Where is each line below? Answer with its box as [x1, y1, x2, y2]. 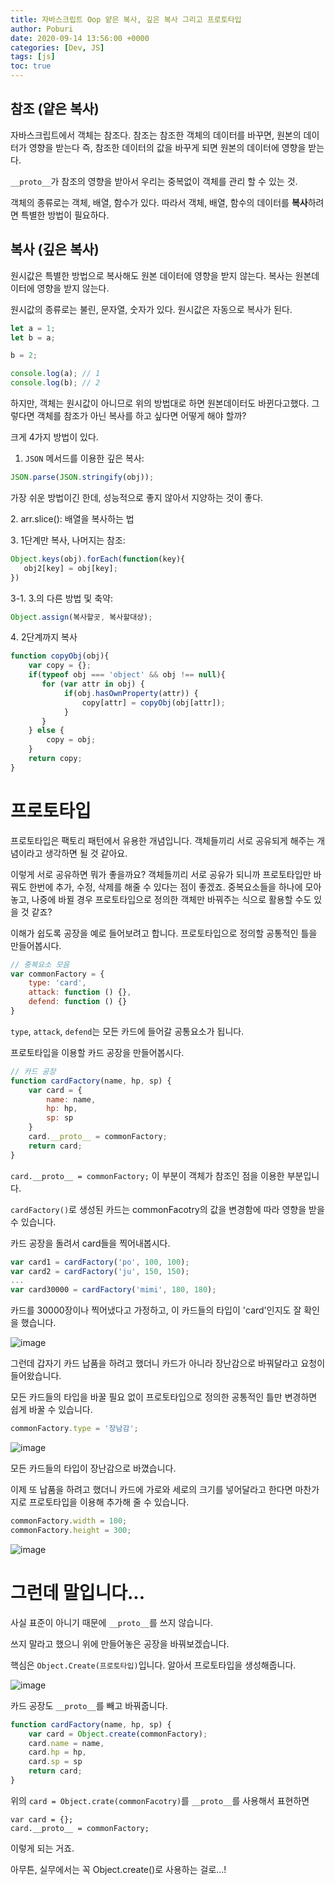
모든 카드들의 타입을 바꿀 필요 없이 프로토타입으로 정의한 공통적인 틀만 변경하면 [10, 1391, 318, 1403]
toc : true [10, 61, 52, 71]
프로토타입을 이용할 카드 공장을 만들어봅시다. [10, 1046, 185, 1058]
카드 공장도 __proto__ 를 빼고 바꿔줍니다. [10, 1699, 168, 1711]
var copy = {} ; [28, 661, 92, 671]
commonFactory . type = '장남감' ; [10, 1424, 139, 1434]
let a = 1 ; [10, 323, 56, 333]
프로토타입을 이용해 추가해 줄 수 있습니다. [28, 1496, 190, 1508]
